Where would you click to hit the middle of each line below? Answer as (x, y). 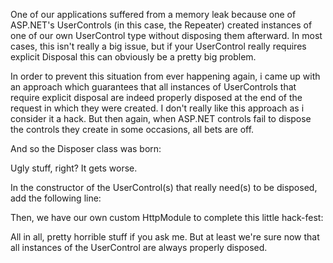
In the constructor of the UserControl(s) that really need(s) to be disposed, (164, 187)
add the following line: (56, 198)
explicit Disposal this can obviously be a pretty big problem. (133, 57)
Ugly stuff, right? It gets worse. (74, 168)
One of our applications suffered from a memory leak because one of (153, 14)
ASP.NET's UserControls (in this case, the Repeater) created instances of (161, 25)
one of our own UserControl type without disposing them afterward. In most (166, 35)
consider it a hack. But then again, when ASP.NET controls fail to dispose (161, 118)
